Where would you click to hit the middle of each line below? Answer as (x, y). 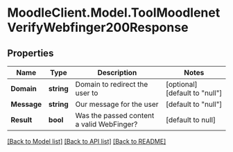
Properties (31, 53)
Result (21, 120)
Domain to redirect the (112, 84)
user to (87, 93)
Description (117, 73)
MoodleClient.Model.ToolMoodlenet (114, 13)
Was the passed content (115, 116)
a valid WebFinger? (106, 124)
